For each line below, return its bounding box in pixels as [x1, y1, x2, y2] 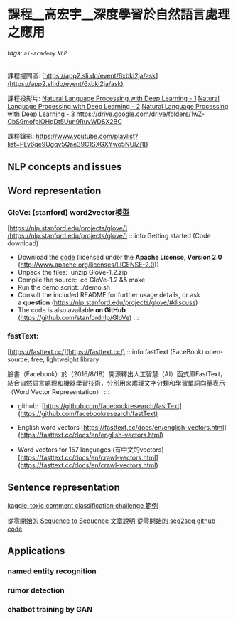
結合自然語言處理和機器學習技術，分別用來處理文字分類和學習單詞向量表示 [7, 378, 225, 387]
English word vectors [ [17, 423, 84, 431]
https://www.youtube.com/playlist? [35, 132, 139, 141]
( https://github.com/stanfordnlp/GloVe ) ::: [17, 314, 139, 322]
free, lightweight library [31, 355, 99, 363]
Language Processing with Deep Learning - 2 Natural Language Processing [7, 102, 229, 111]
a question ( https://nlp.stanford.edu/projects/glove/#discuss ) [17, 298, 198, 307]
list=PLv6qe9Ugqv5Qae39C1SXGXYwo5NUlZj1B [7, 140, 148, 149]
